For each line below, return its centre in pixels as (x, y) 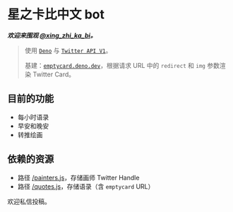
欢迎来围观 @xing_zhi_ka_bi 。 (52, 35)
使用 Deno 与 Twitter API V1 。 (68, 50)
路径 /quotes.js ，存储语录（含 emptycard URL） (86, 186)
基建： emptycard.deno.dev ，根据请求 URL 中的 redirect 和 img (115, 65)
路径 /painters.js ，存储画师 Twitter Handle (78, 177)
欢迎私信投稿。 (29, 201)
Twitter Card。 (54, 74)
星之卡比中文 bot (56, 14)
